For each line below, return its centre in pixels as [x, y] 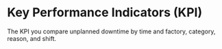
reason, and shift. [32, 38]
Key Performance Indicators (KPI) [105, 13]
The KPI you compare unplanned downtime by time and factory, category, [111, 31]
